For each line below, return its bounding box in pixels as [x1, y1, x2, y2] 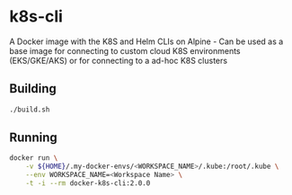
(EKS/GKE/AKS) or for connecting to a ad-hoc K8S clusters [9, 55, 227, 66]
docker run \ [9, 154, 58, 163]
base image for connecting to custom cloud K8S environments [9, 45, 241, 56]
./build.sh [9, 105, 50, 114]
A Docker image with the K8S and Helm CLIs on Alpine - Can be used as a [9, 36, 284, 47]
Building [9, 81, 57, 96]
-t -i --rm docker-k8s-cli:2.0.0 [25, 179, 151, 188]
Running [9, 130, 58, 146]
